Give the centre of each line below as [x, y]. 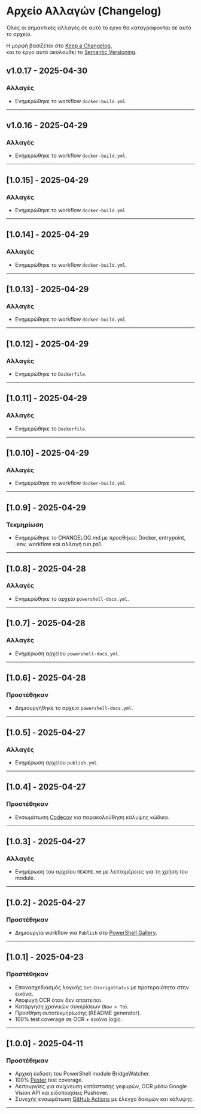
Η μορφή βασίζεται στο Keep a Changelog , [59, 46]
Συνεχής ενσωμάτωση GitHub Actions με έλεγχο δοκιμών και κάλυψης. [104, 1099]
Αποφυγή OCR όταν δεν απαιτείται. [59, 1000]
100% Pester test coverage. [49, 1080]
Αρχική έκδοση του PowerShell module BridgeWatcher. [83, 1074]
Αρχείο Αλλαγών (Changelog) [84, 11]
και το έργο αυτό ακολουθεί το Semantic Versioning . [71, 52]
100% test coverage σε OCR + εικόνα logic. [68, 1019]
